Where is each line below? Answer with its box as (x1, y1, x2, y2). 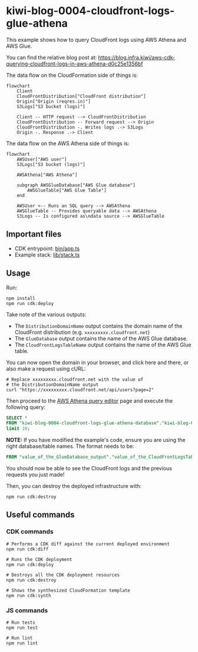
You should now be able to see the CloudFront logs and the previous (6, 465, 173, 472)
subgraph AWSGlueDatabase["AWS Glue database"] (16, 182, 136, 188)
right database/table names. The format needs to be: (6, 443, 134, 450)
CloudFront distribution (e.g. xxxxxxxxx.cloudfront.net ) (14, 329, 150, 336)
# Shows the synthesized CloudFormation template (6, 587, 131, 594)
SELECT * (6, 415, 28, 421)
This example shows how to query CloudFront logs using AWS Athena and (6, 36, 187, 43)
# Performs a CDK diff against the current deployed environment (6, 541, 170, 547)
